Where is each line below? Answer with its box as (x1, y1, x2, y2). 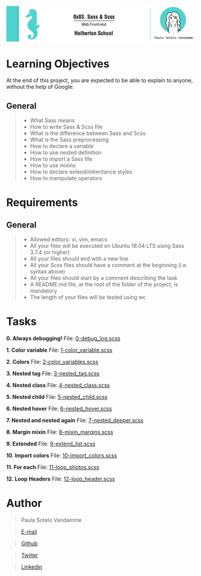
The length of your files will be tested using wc (29, 294, 146, 301)
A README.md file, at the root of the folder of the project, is (29, 281, 179, 288)
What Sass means (29, 117, 75, 124)
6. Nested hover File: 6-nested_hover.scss (6, 405, 113, 412)
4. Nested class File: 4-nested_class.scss (6, 381, 110, 389)
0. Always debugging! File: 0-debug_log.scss (6, 335, 120, 342)
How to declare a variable (29, 143, 94, 150)
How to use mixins (29, 162, 76, 169)
